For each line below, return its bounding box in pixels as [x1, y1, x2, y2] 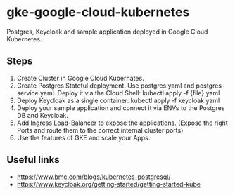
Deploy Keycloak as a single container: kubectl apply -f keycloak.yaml [16, 96, 220, 105]
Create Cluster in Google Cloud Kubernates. [16, 74, 145, 82]
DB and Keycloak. [16, 111, 68, 119]
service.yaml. [16, 88, 56, 97]
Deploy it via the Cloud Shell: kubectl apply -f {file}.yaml [57, 88, 220, 97]
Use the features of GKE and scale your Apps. [16, 133, 151, 142]
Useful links [6, 154, 61, 166]
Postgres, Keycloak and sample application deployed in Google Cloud [6, 27, 208, 36]
